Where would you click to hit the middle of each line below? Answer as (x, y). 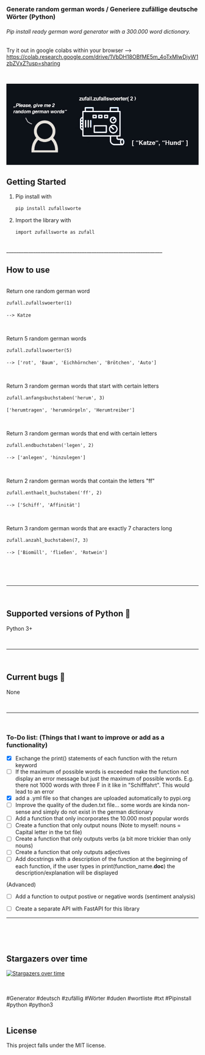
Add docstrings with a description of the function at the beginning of (101, 859)
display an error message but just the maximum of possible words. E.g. (104, 779)
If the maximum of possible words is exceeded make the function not (102, 772)
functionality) (27, 745)
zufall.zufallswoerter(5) (39, 351)
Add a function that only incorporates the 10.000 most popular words (102, 819)
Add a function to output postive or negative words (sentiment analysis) (105, 896)
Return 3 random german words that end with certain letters (82, 434)
